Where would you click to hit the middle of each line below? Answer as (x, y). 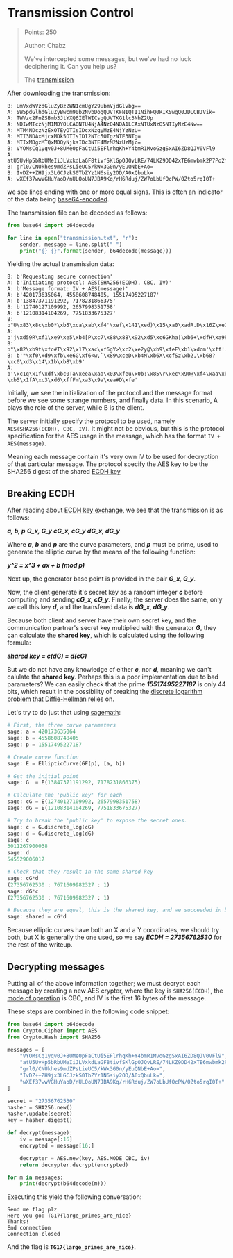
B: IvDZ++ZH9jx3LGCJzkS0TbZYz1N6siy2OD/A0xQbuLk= (80, 173)
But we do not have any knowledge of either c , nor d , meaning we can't (109, 670)
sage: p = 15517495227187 (44, 745)
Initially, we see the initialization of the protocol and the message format (110, 393)
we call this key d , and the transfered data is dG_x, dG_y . (88, 607)
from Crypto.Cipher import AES (52, 1031)
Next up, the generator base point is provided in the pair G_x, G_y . (102, 579)
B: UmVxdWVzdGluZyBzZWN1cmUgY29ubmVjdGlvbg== (74, 106)
